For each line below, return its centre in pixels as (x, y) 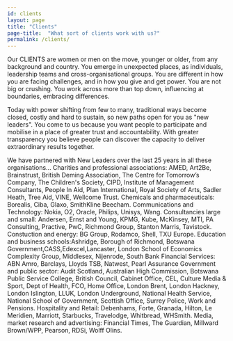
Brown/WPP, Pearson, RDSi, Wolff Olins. (65, 331)
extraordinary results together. (51, 147)
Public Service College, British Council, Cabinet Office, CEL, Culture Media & (117, 278)
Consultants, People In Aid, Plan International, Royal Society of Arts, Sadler (114, 190)
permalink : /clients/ (39, 40)
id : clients (24, 14)
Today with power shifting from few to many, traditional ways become (107, 110)
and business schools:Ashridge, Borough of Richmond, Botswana (101, 241)
